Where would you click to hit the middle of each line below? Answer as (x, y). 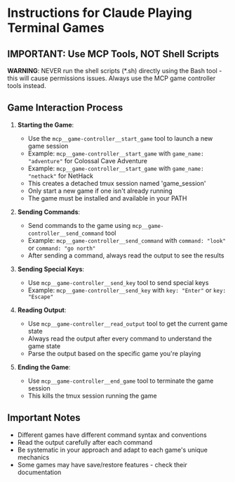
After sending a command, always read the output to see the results (126, 255)
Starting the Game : (46, 125)
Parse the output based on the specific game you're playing (114, 353)
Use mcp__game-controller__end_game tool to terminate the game (121, 381)
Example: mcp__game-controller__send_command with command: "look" (127, 240)
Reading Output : (42, 310)
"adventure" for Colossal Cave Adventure (87, 160)
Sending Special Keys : (51, 269)
